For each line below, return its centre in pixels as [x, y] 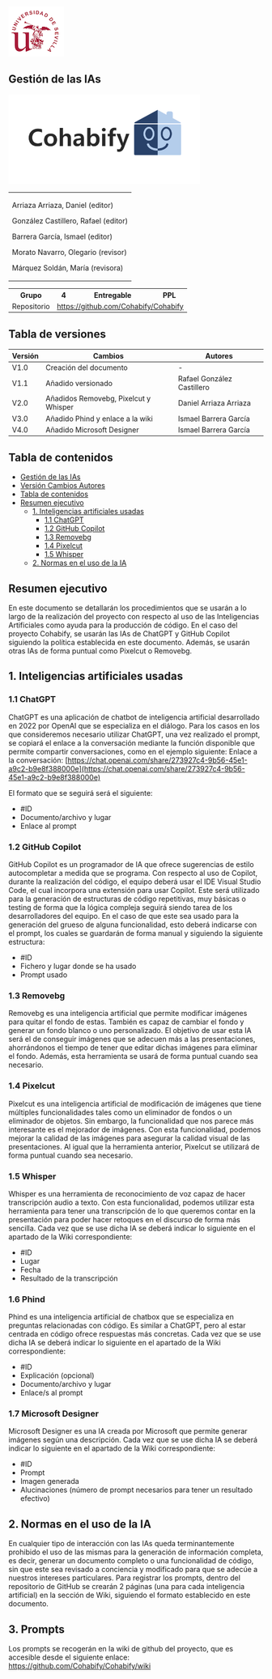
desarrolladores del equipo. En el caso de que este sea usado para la [123, 916]
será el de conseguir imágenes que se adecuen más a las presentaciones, [132, 1039]
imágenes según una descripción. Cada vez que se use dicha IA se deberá [133, 1440]
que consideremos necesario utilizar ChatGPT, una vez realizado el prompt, [134, 734]
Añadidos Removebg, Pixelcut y [98, 398]
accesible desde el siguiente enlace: [69, 1657]
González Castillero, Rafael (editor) [70, 220]
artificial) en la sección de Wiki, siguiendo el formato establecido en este [130, 1595]
